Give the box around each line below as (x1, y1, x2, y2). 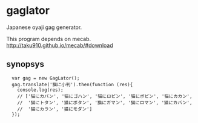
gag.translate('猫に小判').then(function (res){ (12, 81, 133, 87)
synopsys (6, 59, 44, 69)
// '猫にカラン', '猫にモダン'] (17, 106, 93, 112)
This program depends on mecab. (6, 35, 91, 42)
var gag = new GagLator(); (12, 75, 80, 81)
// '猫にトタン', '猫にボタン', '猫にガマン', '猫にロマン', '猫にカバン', (17, 99, 193, 106)
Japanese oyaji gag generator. (6, 24, 82, 31)
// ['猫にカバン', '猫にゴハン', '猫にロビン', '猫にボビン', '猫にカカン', (17, 93, 193, 99)
